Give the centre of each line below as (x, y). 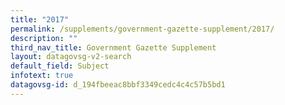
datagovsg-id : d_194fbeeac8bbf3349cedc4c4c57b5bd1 (118, 85)
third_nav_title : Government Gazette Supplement (113, 47)
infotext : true (42, 76)
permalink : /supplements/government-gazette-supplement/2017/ (142, 29)
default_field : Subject (60, 66)
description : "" (44, 38)
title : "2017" (40, 19)
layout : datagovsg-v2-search (71, 57)
